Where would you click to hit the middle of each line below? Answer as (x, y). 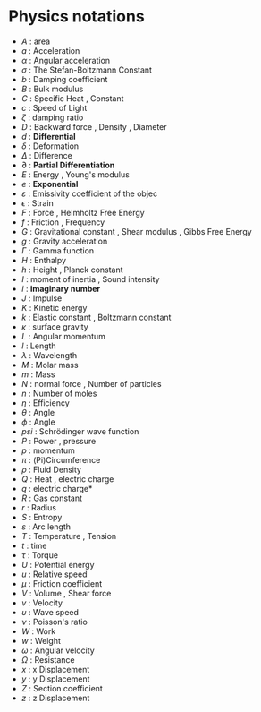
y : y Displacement (55, 679)
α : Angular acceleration (66, 60)
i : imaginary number (61, 288)
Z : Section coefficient (62, 688)
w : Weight (41, 640)
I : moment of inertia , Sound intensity (90, 279)
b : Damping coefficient (64, 79)
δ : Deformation (50, 146)
